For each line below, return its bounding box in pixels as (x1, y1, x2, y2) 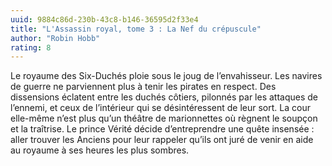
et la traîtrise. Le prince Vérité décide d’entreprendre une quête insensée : (10, 123, 315, 135)
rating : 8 (10, 42, 52, 53)
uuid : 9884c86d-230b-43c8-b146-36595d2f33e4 (10, 14, 199, 25)
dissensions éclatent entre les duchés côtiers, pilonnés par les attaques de (10, 91, 319, 103)
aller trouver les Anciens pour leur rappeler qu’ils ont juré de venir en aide (10, 134, 314, 146)
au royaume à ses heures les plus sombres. (10, 144, 190, 156)
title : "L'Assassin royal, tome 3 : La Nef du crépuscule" (10, 24, 262, 34)
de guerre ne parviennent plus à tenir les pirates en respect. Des (10, 81, 277, 93)
